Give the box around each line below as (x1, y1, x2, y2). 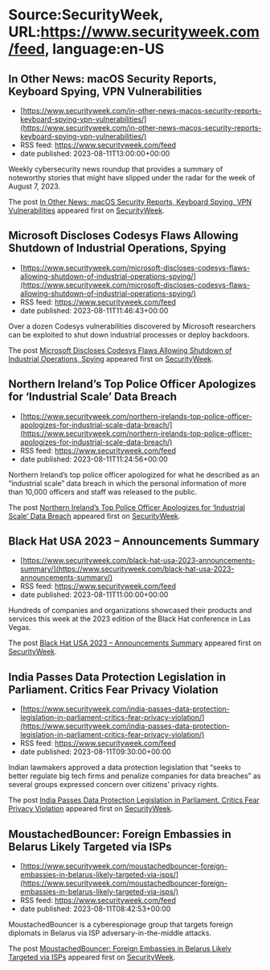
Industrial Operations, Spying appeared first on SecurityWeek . (8, 354, 215, 363)
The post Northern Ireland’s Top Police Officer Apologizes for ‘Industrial (8, 502, 246, 512)
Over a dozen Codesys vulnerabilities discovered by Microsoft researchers (8, 321, 256, 331)
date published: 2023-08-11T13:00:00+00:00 (19, 149, 170, 158)
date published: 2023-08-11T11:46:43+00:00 (19, 305, 169, 315)
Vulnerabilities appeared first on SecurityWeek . (8, 205, 165, 215)
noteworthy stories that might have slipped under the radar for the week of (8, 173, 256, 182)
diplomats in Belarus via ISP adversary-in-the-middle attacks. (8, 928, 211, 938)
